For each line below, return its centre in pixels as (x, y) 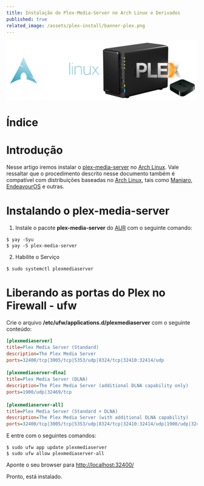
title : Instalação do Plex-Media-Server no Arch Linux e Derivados (93, 13)
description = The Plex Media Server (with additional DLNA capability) (97, 418)
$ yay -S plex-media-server (42, 246)
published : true (27, 19)
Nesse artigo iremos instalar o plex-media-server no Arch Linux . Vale (93, 167)
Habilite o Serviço (37, 257)
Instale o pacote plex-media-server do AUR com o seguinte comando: (104, 228)
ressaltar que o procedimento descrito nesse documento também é (90, 174)
